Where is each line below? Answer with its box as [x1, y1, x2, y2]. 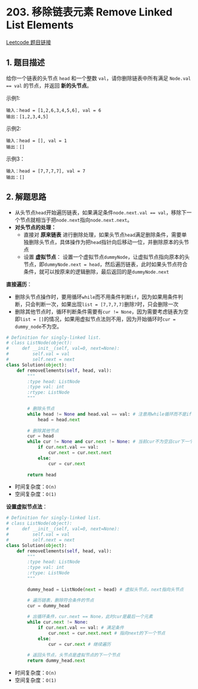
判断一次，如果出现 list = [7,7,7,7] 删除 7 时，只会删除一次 [35, 300, 179, 308]
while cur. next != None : [27, 619, 88, 625]
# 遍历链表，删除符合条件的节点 [27, 597, 94, 603]
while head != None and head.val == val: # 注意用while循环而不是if [27, 411, 192, 417]
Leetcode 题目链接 [6, 38, 51, 46]
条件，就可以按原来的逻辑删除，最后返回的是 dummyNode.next [23, 268, 169, 275]
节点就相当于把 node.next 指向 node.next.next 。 [19, 216, 133, 223]
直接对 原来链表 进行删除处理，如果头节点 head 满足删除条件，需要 [23, 231, 182, 238]
